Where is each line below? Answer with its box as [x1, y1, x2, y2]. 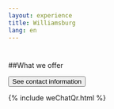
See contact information [12, 77, 82, 85]
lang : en [8, 26, 37, 34]
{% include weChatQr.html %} [8, 92, 107, 103]
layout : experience [8, 11, 73, 20]
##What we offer [8, 60, 63, 70]
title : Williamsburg [8, 19, 77, 27]
